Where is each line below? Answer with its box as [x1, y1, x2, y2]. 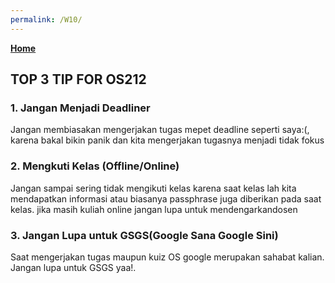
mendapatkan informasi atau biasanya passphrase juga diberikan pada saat [10, 192, 322, 205]
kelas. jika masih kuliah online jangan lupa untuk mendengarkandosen [10, 203, 298, 215]
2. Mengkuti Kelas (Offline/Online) [10, 159, 180, 173]
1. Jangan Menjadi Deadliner [10, 101, 151, 115]
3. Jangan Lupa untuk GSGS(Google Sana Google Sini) [10, 228, 279, 242]
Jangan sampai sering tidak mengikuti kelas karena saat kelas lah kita [10, 182, 297, 194]
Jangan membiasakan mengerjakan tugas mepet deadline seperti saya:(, [10, 124, 310, 136]
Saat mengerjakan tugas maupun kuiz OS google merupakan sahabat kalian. [10, 251, 325, 263]
